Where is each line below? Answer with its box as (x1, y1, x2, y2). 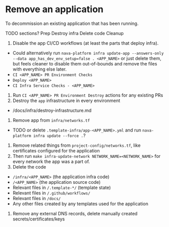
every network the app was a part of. (12, 158, 90, 165)
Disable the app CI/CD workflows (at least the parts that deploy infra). (12, 40, 159, 46)
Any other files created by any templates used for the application (12, 201, 149, 207)
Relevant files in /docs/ (12, 195, 61, 201)
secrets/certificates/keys (12, 216, 65, 222)
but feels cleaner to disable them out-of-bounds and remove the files (12, 60, 157, 67)
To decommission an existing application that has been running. (5, 20, 139, 26)
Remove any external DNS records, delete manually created (12, 210, 138, 216)
